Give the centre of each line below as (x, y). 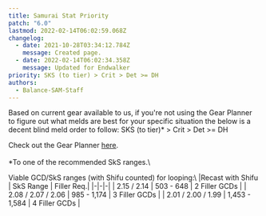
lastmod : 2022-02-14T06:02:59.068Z (67, 30)
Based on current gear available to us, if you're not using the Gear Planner (130, 113)
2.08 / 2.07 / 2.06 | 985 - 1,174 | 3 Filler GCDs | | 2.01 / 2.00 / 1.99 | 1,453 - (130, 195)
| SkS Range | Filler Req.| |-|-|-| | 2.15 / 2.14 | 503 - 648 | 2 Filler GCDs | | (127, 186)
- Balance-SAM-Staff (50, 90)
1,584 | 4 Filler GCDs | (44, 203)
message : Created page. (62, 53)
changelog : (26, 38)
